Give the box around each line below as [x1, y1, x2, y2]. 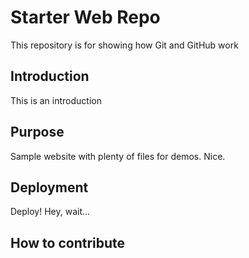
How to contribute [10, 234, 126, 251]
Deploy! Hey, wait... [10, 206, 91, 218]
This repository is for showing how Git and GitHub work [10, 39, 239, 51]
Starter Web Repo [10, 6, 161, 29]
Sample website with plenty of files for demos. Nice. [10, 150, 226, 162]
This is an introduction [10, 94, 102, 106]
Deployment [10, 179, 89, 196]
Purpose [10, 124, 65, 141]
